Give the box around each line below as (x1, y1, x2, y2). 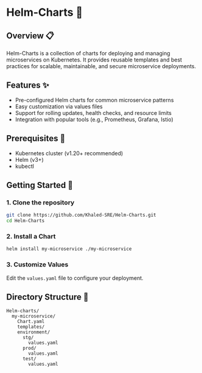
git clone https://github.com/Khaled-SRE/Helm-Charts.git (6, 212, 156, 218)
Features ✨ (6, 80, 49, 91)
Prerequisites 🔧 (6, 133, 66, 144)
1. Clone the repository (6, 198, 75, 206)
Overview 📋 (6, 30, 55, 41)
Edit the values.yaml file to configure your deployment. (6, 274, 144, 282)
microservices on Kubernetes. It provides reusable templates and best (6, 56, 183, 63)
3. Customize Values (6, 260, 69, 269)
